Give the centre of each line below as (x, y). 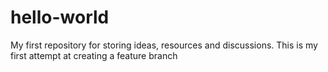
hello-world (60, 17)
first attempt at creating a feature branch (94, 55)
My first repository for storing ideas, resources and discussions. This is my (164, 45)
